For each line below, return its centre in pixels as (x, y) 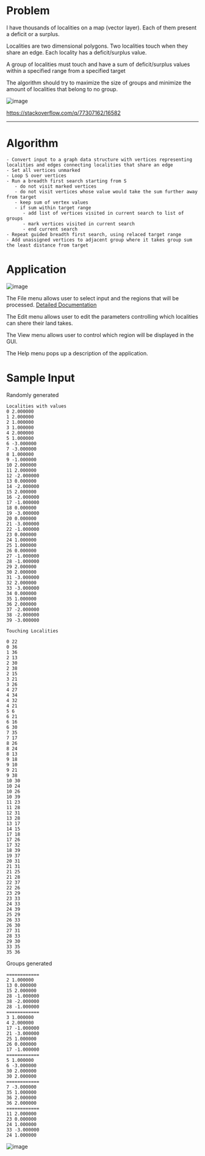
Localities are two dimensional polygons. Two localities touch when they (97, 46)
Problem (28, 11)
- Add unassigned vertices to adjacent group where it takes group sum (99, 240)
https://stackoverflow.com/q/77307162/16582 (63, 113)
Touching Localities (33, 631)
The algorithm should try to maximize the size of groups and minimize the (99, 83)
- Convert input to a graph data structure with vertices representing (99, 160)
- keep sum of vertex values (51, 202)
